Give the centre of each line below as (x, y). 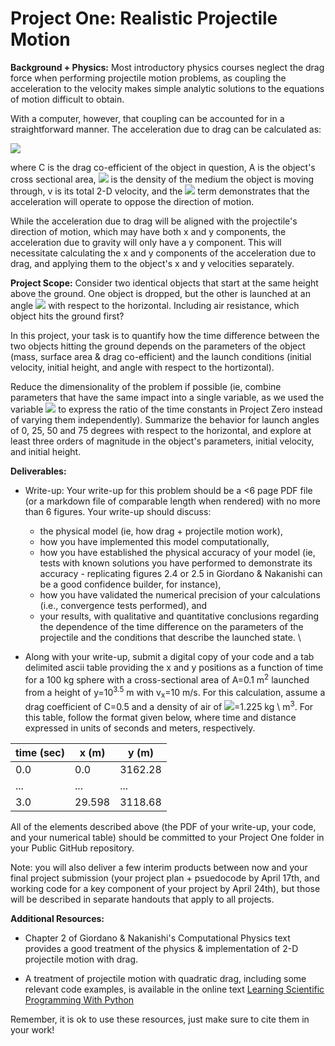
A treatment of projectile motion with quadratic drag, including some (165, 978)
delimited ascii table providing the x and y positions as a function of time (174, 667)
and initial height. (46, 451)
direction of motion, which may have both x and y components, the (148, 231)
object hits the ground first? (67, 316)
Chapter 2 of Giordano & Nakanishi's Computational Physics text (157, 938)
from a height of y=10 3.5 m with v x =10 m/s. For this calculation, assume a (175, 692)
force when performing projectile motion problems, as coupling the (148, 78)
